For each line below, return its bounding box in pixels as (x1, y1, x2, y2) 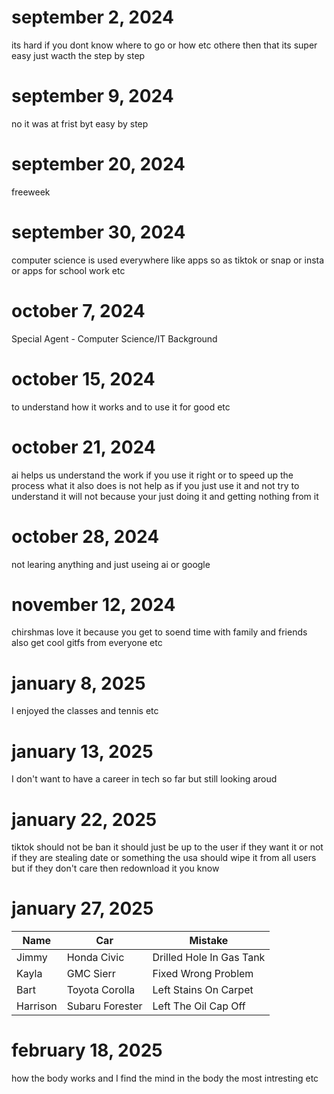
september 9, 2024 (11, 85, 174, 108)
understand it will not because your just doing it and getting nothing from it (11, 490, 319, 502)
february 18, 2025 (11, 1039, 163, 1062)
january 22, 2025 (11, 808, 158, 831)
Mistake (189, 934, 229, 948)
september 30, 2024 (11, 221, 186, 243)
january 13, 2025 (11, 740, 154, 763)
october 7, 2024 (11, 299, 146, 322)
